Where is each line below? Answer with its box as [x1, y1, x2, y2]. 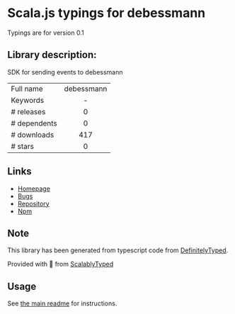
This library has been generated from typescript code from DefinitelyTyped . [7, 246, 229, 254]
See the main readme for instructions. [7, 299, 117, 308]
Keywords [11, 95, 45, 105]
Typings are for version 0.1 [7, 28, 84, 37]
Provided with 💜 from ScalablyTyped [7, 260, 114, 269]
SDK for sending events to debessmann [7, 67, 123, 76]
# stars [11, 141, 34, 151]
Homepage [17, 184, 51, 193]
